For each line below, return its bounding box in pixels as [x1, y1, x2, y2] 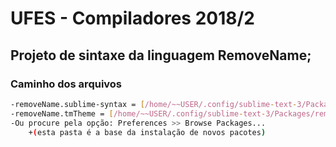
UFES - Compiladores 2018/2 [10, 7, 256, 30]
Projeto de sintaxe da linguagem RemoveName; [10, 47, 312, 64]
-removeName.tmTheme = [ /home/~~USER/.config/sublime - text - [10, 108, 267, 119]
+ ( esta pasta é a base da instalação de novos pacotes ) [28, 127, 267, 137]
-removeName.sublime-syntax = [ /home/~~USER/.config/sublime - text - [10, 99, 298, 109]
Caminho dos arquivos [10, 77, 123, 91]
